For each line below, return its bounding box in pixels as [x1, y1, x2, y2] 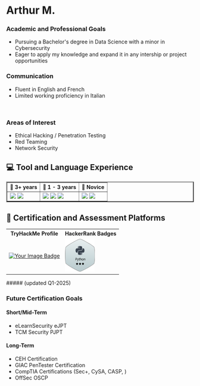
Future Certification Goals [6, 294, 83, 302]
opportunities [14, 57, 48, 64]
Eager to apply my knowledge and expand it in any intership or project [14, 51, 187, 58]
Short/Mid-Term [6, 309, 48, 316]
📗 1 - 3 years [42, 184, 76, 191]
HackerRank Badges [64, 230, 117, 237]
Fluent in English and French [14, 86, 85, 93]
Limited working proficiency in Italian [14, 92, 105, 99]
